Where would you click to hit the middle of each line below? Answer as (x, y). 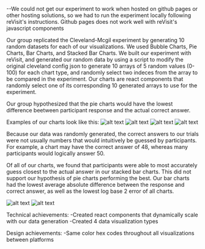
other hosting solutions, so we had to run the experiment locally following (99, 15)
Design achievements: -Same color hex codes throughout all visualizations (100, 233)
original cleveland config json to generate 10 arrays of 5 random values (96, 66)
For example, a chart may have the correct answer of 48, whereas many (97, 147)
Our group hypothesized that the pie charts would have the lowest (90, 104)
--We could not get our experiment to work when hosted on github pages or (102, 9)
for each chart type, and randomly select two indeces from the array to (108, 72)
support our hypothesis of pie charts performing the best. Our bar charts (98, 178)
